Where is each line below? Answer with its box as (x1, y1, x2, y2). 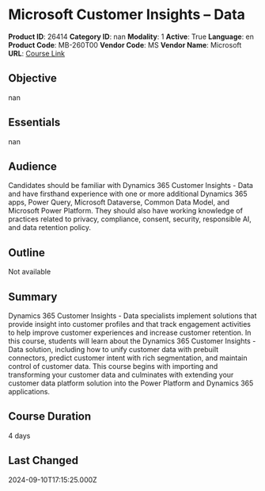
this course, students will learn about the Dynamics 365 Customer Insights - (8, 336, 256, 346)
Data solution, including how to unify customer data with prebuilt (8, 345, 219, 354)
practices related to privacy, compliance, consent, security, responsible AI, (8, 214, 252, 224)
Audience (8, 159, 58, 173)
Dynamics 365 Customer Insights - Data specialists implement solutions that (8, 311, 257, 320)
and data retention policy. (8, 223, 91, 232)
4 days (8, 431, 31, 440)
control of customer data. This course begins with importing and (8, 362, 218, 370)
